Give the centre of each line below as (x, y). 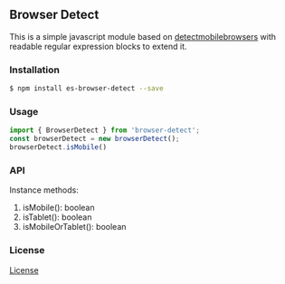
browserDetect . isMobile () (58, 147)
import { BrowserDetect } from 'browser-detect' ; (105, 130)
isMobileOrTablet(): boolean (74, 227)
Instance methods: (44, 190)
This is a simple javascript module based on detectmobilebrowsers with (143, 36)
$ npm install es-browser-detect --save (87, 89)
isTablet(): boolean (57, 217)
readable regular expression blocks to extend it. (98, 46)
